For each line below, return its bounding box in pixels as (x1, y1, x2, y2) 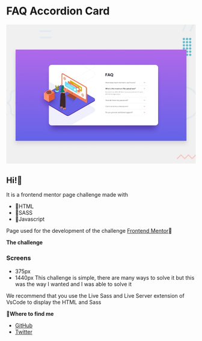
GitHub (14, 322, 33, 329)
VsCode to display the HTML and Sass (6, 298, 102, 306)
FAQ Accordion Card (6, 4, 110, 18)
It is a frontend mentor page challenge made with (6, 191, 128, 198)
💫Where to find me (6, 310, 54, 317)
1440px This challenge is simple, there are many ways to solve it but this (14, 274, 195, 281)
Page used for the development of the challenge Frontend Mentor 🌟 (6, 227, 173, 235)
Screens (6, 254, 31, 262)
